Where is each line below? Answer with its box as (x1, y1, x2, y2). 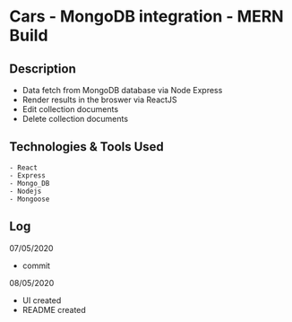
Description (9, 61, 76, 76)
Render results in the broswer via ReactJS (21, 94, 177, 105)
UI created (21, 294, 62, 306)
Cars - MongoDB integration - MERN (9, 6, 284, 27)
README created (21, 304, 87, 315)
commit (21, 260, 51, 271)
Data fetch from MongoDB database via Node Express (21, 85, 223, 95)
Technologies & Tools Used (9, 139, 164, 154)
